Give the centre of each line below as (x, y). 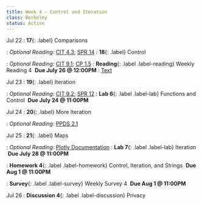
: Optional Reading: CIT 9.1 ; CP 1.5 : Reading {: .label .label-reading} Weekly (100, 64)
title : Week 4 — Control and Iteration (57, 12)
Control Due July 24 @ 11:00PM (47, 100)
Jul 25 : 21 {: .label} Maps (37, 136)
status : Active (26, 23)
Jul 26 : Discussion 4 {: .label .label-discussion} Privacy (76, 195)
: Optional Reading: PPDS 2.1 (42, 124)
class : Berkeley (27, 18)
